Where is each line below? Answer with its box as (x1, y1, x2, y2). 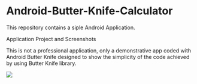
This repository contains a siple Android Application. (6, 24, 136, 31)
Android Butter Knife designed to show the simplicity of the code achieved (6, 53, 190, 60)
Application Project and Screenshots (6, 35, 96, 42)
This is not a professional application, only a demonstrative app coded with (6, 46, 192, 54)
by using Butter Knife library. (6, 60, 77, 67)
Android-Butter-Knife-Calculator (6, 4, 173, 18)
